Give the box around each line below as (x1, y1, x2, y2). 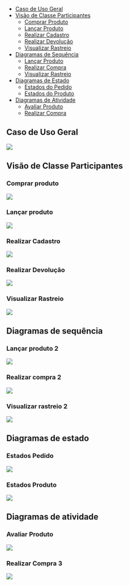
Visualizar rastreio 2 (6, 401, 68, 410)
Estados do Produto (24, 90, 75, 97)
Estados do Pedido (24, 83, 72, 91)
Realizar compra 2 (6, 373, 62, 382)
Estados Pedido (6, 452, 54, 460)
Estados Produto (6, 481, 57, 489)
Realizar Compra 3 (6, 559, 62, 568)
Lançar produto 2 (6, 344, 59, 352)
